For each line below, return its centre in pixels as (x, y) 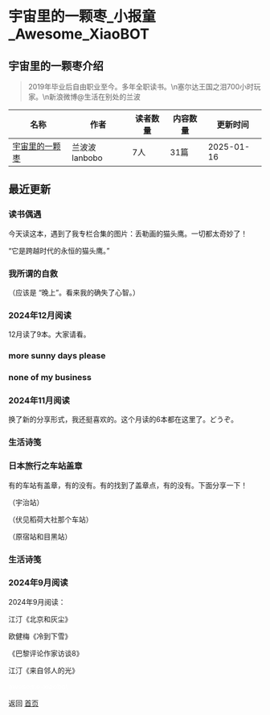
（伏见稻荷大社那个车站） (51, 519)
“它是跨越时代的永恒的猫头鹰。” (59, 250)
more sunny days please (57, 356)
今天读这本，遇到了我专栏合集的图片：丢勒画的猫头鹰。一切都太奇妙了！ (128, 234)
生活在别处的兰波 (112, 97)
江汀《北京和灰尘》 (40, 619)
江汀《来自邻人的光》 (43, 670)
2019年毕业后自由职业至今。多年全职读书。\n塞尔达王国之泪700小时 (141, 87)
